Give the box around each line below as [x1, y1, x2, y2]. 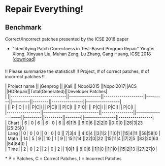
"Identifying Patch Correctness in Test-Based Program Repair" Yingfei [12, 46, 155, 51]
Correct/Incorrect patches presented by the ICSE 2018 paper [5, 36, 129, 42]
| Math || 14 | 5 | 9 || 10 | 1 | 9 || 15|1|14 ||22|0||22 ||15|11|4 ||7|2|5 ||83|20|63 [5, 135, 159, 141]
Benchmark [5, 23, 42, 32]
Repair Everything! [5, 3, 84, 15]
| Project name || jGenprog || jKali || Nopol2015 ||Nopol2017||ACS [5, 83, 137, 89]
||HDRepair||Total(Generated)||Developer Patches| [5, 88, 107, 94]
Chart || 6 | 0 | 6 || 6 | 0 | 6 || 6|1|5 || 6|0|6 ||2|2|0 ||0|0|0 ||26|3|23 [7, 120, 143, 126]
